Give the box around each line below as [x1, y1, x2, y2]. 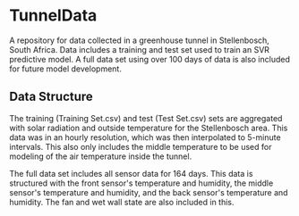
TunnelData [9, 5, 98, 26]
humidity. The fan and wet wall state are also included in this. [9, 196, 235, 207]
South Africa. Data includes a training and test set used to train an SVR [9, 44, 270, 54]
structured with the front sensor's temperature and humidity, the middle [9, 178, 274, 188]
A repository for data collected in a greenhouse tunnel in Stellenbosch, [9, 35, 270, 46]
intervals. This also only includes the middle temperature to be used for [9, 141, 272, 152]
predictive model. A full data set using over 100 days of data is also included [9, 54, 291, 64]
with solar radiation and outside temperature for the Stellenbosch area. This [9, 122, 288, 133]
